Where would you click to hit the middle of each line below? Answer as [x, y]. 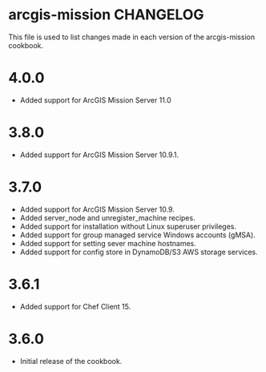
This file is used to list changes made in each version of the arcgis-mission [131, 37]
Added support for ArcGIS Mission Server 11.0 [95, 100]
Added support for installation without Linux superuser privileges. [128, 226]
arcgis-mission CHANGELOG [106, 15]
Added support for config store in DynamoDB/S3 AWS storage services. [139, 252]
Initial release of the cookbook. [71, 361]
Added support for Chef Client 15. [75, 306]
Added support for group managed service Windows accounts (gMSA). [138, 235]
